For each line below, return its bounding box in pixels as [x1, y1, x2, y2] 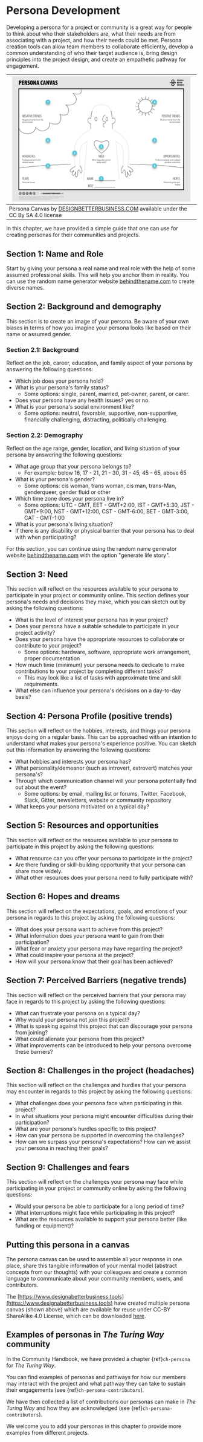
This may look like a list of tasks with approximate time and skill [24, 674, 182, 681]
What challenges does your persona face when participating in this [14, 1100, 182, 1107]
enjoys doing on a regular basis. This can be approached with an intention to [6, 733, 197, 741]
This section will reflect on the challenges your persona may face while [6, 1178, 183, 1186]
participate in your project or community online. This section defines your [6, 592, 189, 599]
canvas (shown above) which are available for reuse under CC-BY [6, 1305, 171, 1313]
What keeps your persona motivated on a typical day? [14, 803, 150, 810]
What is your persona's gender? [14, 476, 95, 483]
